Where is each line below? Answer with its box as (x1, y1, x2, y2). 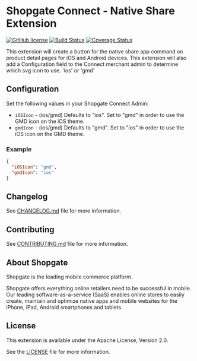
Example (6, 145, 32, 153)
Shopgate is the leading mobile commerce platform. (6, 273, 133, 280)
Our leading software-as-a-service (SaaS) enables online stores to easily (6, 291, 185, 298)
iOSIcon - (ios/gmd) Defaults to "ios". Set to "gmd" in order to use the (14, 111, 185, 118)
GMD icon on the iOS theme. (14, 118, 85, 125)
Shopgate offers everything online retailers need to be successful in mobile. (6, 284, 192, 292)
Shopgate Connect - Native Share (6, 4, 175, 18)
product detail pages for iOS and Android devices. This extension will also (6, 54, 187, 61)
